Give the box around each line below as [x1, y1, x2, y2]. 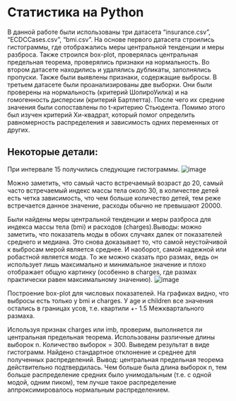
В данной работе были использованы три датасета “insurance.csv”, [7, 28, 211, 36]
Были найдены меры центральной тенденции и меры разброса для [7, 215, 211, 223]
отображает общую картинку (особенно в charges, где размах [7, 267, 197, 276]
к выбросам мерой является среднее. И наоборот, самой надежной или [7, 245, 228, 254]
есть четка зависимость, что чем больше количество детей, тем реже [7, 193, 221, 202]
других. [7, 125, 30, 134]
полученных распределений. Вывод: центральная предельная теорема [7, 355, 224, 363]
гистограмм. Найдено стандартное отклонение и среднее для [7, 348, 196, 356]
